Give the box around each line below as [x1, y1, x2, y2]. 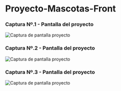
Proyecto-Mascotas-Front [5, 3, 116, 14]
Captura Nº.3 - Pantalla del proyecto [5, 68, 95, 75]
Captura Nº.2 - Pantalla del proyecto [5, 44, 95, 51]
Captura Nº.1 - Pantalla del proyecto [5, 21, 94, 28]
